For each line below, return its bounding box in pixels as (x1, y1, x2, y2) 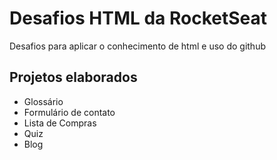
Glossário (23, 95, 64, 107)
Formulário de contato (23, 106, 116, 118)
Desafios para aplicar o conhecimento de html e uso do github (9, 40, 266, 52)
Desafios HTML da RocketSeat (9, 7, 268, 30)
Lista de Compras (23, 117, 97, 129)
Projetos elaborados (9, 69, 138, 86)
